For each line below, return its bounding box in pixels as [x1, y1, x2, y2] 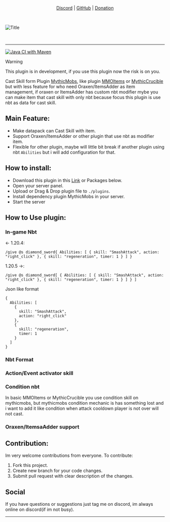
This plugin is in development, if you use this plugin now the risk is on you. [5, 68, 160, 74]
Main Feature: [5, 114, 50, 123]
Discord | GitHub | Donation [56, 5, 114, 11]
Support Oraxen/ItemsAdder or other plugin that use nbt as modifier [12, 133, 154, 139]
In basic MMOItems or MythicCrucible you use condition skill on [5, 395, 139, 401]
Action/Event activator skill [5, 370, 73, 377]
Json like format [5, 286, 39, 292]
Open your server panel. [12, 182, 64, 188]
